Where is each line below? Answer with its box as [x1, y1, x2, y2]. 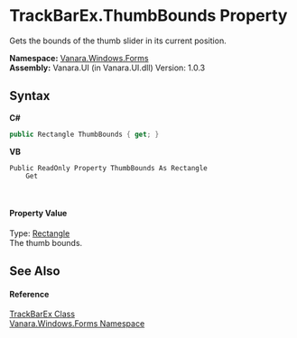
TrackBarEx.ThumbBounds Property [9, 5, 288, 26]
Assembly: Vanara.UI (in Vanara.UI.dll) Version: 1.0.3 [9, 62, 206, 73]
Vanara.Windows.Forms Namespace [9, 318, 145, 329]
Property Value [9, 208, 68, 219]
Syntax [9, 88, 51, 104]
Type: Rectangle [9, 227, 70, 239]
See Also [9, 263, 60, 279]
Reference [9, 288, 50, 299]
